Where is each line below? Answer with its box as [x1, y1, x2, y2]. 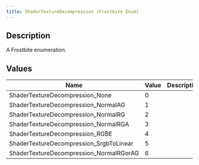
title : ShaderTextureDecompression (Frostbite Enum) [6, 8, 139, 15]
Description [6, 31, 50, 41]
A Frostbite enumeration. [6, 46, 67, 53]
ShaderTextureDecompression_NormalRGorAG [9, 149, 139, 157]
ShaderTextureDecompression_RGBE [9, 130, 113, 138]
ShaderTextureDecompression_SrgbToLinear [9, 139, 134, 148]
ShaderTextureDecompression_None [9, 91, 112, 100]
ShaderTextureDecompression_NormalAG [9, 101, 126, 109]
